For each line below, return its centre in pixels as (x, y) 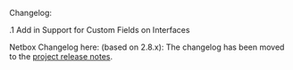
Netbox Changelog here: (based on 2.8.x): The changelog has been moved (147, 47)
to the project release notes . (61, 56)
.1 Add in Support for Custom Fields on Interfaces (100, 30)
